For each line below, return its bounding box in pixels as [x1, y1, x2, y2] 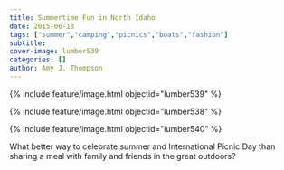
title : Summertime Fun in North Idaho [9, 13, 156, 23]
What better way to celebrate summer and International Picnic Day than [9, 141, 276, 152]
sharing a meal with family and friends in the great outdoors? [9, 150, 237, 161]
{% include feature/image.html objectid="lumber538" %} [9, 106, 222, 117]
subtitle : [9, 38, 47, 48]
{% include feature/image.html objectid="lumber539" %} [9, 88, 222, 99]
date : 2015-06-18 [9, 22, 75, 31]
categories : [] [9, 55, 67, 64]
